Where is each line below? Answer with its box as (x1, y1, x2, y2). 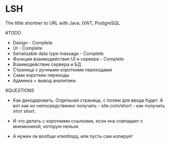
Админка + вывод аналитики (12, 77, 76, 83)
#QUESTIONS (5, 87, 35, 93)
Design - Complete (12, 39, 53, 46)
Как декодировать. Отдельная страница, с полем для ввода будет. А (12, 97, 163, 103)
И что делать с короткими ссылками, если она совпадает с (12, 118, 143, 124)
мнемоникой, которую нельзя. (12, 123, 80, 129)
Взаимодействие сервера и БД (12, 61, 82, 67)
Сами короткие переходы (12, 72, 69, 78)
